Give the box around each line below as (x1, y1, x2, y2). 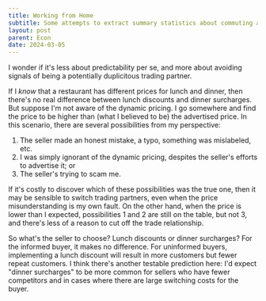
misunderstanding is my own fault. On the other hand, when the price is (8, 201, 241, 211)
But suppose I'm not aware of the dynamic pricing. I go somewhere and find (8, 104, 256, 113)
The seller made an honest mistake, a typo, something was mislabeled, (19, 135, 252, 145)
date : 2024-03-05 (8, 41, 66, 49)
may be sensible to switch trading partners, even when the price (8, 193, 218, 203)
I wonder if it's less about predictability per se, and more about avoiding (8, 63, 243, 72)
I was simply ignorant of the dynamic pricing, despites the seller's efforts (19, 152, 258, 162)
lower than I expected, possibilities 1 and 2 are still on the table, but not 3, (8, 210, 248, 219)
